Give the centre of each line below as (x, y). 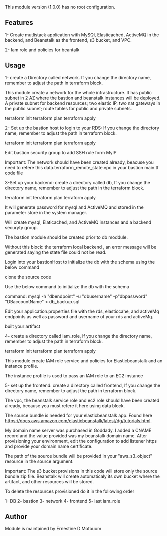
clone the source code (28, 277)
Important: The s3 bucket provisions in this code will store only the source (81, 471)
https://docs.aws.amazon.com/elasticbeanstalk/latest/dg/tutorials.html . (79, 420)
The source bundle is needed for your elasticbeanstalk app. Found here (79, 415)
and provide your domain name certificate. (49, 446)
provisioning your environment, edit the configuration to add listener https (81, 441)
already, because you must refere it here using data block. (65, 405)
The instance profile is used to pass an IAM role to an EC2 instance (74, 375)
